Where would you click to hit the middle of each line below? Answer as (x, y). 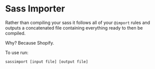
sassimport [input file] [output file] (47, 61)
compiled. (15, 33)
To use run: (17, 52)
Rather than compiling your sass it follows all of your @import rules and (78, 22)
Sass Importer (35, 9)
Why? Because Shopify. (30, 42)
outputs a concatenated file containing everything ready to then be (74, 27)
